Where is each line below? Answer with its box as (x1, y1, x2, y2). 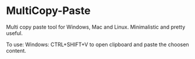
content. (6, 47, 26, 54)
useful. (6, 29, 23, 36)
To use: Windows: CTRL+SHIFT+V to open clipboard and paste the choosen (6, 41, 189, 48)
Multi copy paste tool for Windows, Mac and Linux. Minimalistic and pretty (6, 23, 186, 30)
